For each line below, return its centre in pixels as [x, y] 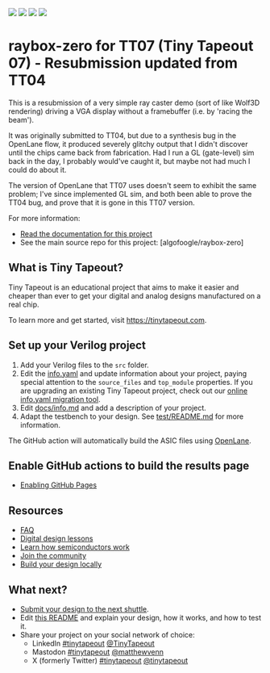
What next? [38, 589]
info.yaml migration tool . [60, 399]
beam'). [21, 119]
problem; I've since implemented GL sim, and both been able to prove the [130, 194]
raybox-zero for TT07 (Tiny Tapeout [131, 46]
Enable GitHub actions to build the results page [129, 465]
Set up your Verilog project [77, 346]
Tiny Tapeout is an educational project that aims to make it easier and [124, 287]
